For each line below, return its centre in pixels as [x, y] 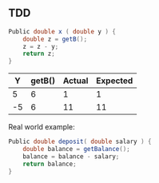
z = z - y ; [41, 46]
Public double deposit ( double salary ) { [80, 142]
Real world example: [42, 127]
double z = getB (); [55, 39]
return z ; [39, 54]
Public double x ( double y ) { [62, 31]
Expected [114, 81]
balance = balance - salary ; [71, 156]
